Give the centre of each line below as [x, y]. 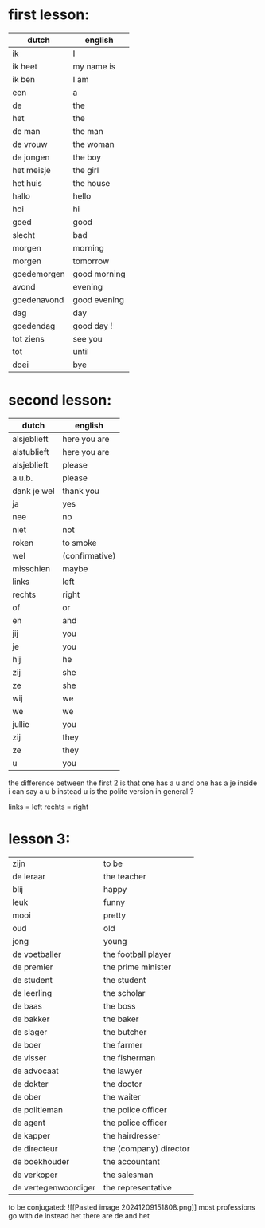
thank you [81, 491]
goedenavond [38, 299]
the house [92, 183]
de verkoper [35, 1175]
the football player [137, 954]
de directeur [35, 1148]
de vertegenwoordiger [54, 1187]
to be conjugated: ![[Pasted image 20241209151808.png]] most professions [132, 1207]
